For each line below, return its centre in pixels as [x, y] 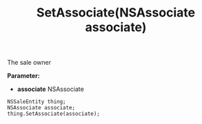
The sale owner [29, 63]
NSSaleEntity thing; [37, 102]
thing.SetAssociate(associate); [53, 114]
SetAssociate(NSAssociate [116, 13]
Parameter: [23, 76]
